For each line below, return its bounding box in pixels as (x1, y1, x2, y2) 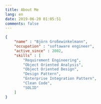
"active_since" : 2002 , (14, 48, 64, 53)
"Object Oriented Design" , (23, 67, 79, 72)
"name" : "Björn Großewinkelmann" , (14, 39, 88, 45)
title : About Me (5, 7, 39, 12)
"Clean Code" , (23, 81, 52, 86)
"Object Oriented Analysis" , (23, 62, 84, 67)
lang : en (5, 12, 23, 17)
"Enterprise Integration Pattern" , (23, 76, 97, 81)
